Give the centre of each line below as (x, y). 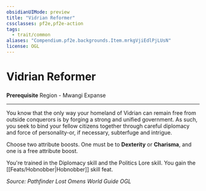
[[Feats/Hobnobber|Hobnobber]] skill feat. (60, 169)
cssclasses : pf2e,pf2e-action (45, 23)
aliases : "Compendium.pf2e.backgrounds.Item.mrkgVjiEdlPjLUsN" (89, 41)
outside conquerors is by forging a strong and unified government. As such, (102, 119)
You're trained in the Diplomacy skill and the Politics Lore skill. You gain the (101, 163)
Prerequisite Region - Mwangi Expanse (56, 95)
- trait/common (31, 35)
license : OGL (23, 47)
